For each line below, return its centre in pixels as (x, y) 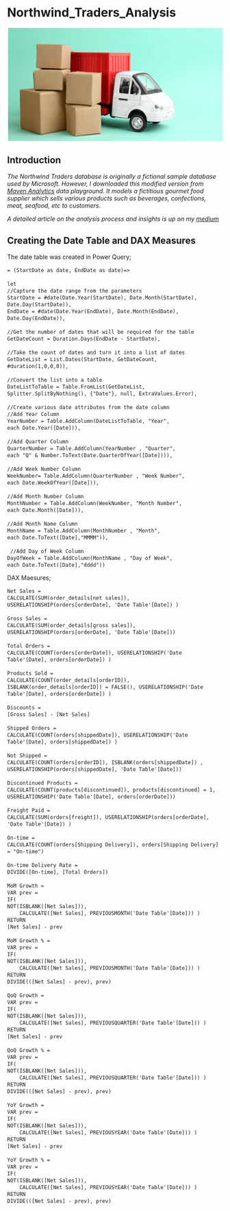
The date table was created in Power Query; (69, 257)
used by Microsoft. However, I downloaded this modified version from (105, 184)
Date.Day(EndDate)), (37, 319)
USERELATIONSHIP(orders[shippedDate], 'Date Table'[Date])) (95, 770)
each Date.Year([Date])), (44, 428)
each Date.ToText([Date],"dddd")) (56, 565)
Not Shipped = (27, 756)
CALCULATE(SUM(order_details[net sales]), (68, 598)
